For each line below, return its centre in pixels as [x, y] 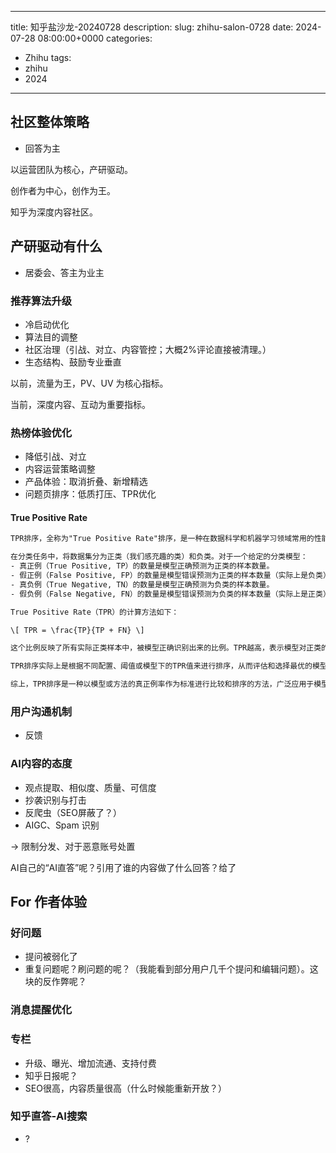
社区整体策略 [50, 122]
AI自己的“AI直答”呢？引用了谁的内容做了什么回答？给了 [123, 867]
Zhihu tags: [48, 57]
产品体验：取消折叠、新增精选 [86, 482]
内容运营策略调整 [60, 469]
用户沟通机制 [41, 711]
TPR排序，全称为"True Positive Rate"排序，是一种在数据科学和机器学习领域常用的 [162, 539]
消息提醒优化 [41, 1010]
